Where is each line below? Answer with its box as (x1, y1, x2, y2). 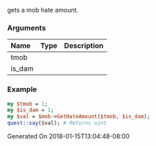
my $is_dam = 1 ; (7, 107, 54, 113)
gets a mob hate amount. (7, 6, 78, 14)
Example (7, 84, 37, 94)
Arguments (7, 23, 46, 33)
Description (64, 41, 104, 51)
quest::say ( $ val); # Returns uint (7, 120, 107, 127)
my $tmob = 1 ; (7, 100, 49, 107)
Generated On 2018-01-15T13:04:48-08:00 (7, 132, 130, 140)
